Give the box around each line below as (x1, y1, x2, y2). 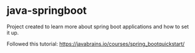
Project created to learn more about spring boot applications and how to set (6, 23, 189, 30)
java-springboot (6, 4, 87, 17)
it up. (6, 29, 19, 36)
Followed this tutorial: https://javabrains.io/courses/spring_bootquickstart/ (6, 40, 185, 47)
